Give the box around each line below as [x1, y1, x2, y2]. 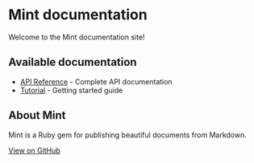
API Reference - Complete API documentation [19, 76, 173, 86]
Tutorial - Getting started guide [19, 85, 123, 95]
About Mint [8, 108, 66, 122]
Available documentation [8, 55, 137, 69]
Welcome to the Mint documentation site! [8, 32, 145, 42]
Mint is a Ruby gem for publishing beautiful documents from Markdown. [8, 130, 248, 140]
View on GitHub [8, 145, 60, 155]
